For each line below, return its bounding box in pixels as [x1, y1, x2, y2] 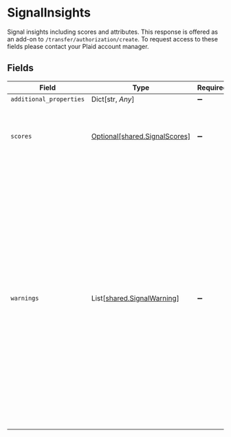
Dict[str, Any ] [91, 94, 135, 104]
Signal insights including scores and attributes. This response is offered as [7, 28, 219, 36]
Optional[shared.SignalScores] [91, 131, 191, 141]
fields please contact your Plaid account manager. [7, 42, 149, 50]
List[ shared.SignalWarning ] [91, 293, 180, 303]
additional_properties [10, 95, 85, 103]
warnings [10, 294, 39, 302]
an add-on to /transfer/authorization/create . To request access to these [7, 34, 219, 43]
